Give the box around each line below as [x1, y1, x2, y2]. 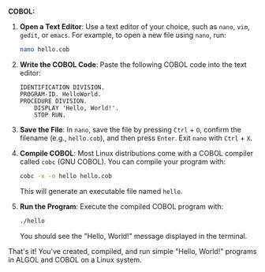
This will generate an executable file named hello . [19, 186, 183, 196]
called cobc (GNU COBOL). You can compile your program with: [19, 157, 226, 166]
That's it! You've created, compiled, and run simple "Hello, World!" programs [8, 246, 257, 255]
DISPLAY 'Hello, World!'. [34, 104, 120, 112]
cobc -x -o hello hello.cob [19, 172, 112, 180]
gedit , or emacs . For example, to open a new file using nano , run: [19, 31, 226, 39]
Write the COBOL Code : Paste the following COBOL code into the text [19, 59, 247, 69]
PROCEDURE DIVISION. [19, 97, 88, 105]
